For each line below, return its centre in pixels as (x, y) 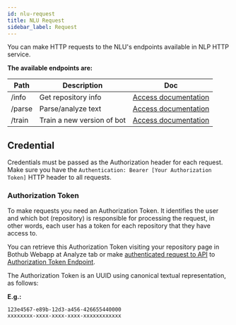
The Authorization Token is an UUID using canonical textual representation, (117, 276)
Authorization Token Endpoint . (51, 262)
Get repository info (70, 97)
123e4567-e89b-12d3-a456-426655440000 (64, 310)
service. (19, 54)
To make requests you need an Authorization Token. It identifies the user (113, 211)
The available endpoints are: (50, 68)
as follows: (23, 283)
